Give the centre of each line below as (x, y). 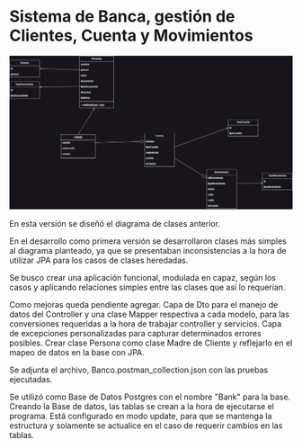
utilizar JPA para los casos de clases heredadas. (99, 260)
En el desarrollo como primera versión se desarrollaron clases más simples (148, 241)
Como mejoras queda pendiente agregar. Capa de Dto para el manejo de (144, 305)
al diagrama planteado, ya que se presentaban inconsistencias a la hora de (148, 251)
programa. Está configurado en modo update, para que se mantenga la (141, 417)
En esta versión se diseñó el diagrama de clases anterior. (115, 224)
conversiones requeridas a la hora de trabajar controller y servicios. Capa (146, 324)
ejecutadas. (31, 380)
